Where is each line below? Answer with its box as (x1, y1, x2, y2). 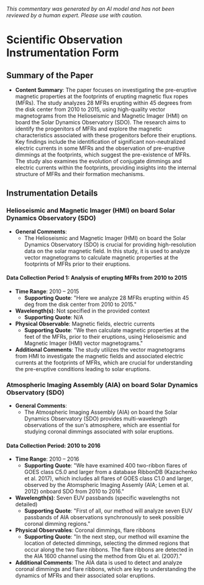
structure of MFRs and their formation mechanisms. (15, 171, 145, 177)
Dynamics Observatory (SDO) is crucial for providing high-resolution (24, 241, 196, 248)
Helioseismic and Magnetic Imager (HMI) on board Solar (6, 207, 175, 215)
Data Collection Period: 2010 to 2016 (6, 442, 101, 449)
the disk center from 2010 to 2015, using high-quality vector (15, 106, 166, 113)
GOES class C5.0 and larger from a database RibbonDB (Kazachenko (24, 469, 198, 476)
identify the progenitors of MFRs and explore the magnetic (15, 125, 163, 132)
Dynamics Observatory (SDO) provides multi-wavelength (24, 415, 167, 422)
